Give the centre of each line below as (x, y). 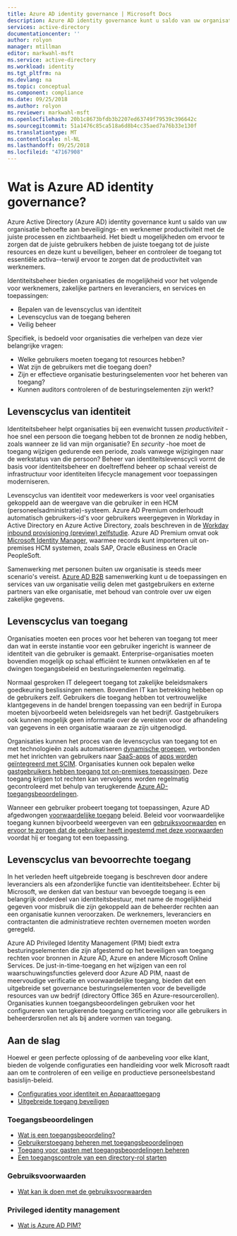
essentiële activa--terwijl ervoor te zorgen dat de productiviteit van (105, 259)
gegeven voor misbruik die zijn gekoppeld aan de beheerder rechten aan (113, 907)
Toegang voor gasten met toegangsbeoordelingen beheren (103, 1150)
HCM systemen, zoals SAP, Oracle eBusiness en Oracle (116, 548)
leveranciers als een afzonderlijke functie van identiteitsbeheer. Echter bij (114, 884)
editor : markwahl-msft (41, 54)
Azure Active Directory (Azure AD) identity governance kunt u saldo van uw (117, 222)
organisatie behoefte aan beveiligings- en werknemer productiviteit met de (116, 229)
